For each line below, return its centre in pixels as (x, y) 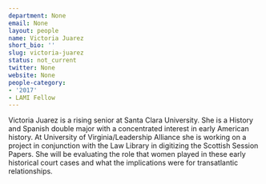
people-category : (37, 82)
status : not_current (43, 61)
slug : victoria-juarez (46, 53)
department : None (37, 16)
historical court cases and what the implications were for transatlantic (123, 163)
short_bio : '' (32, 46)
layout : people (34, 30)
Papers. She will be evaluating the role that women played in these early (127, 154)
